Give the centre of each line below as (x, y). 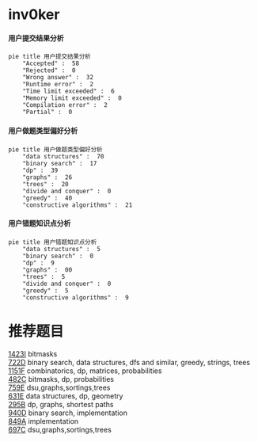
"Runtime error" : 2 (58, 85)
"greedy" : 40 (47, 198)
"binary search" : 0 (58, 256)
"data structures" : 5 (62, 249)
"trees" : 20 (46, 184)
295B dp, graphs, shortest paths (61, 404)
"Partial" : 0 (47, 112)
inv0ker (34, 15)
